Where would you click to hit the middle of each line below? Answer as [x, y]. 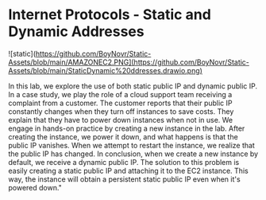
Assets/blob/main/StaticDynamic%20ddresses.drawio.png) [105, 70]
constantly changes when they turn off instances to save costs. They [121, 111]
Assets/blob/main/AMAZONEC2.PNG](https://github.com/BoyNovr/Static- [129, 62]
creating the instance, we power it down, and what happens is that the [123, 136]
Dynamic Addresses [76, 31]
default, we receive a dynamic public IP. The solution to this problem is [124, 162]
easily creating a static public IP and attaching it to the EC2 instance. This [128, 171]
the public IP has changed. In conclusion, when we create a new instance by [133, 154]
